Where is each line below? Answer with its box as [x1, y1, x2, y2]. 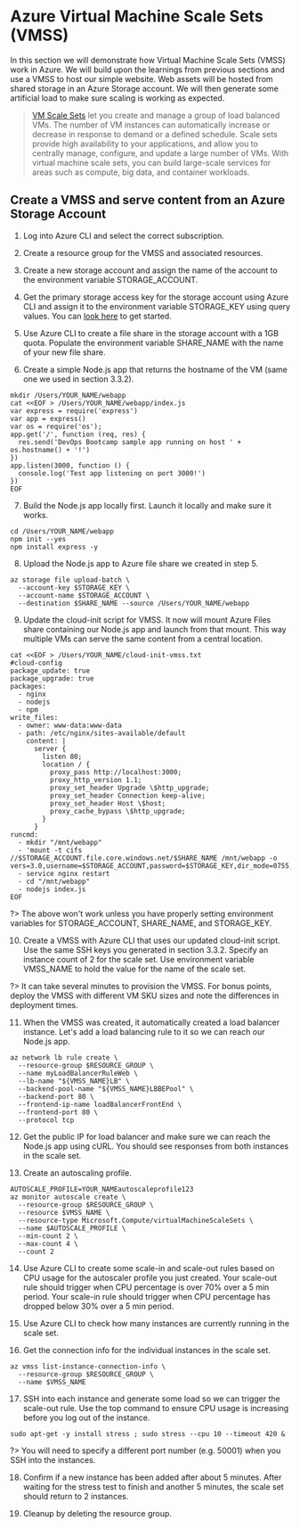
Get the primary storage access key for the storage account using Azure [22, 292, 288, 302]
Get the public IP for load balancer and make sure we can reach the [22, 1131, 271, 1142]
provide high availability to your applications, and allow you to [31, 138, 259, 149]
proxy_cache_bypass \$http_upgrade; [49, 806, 186, 815]
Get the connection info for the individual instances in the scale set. [22, 1344, 271, 1355]
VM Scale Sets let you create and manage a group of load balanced [31, 110, 280, 120]
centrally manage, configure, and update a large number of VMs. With [31, 147, 289, 158]
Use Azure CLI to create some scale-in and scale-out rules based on [22, 1262, 275, 1273]
